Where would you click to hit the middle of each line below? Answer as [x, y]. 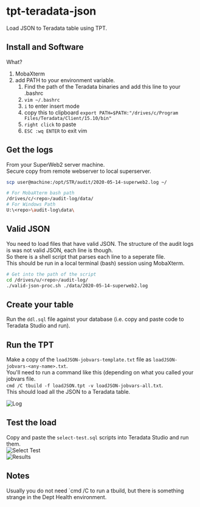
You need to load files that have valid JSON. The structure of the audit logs [100, 243]
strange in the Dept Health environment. [57, 497]
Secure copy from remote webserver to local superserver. [79, 171]
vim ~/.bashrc [42, 100]
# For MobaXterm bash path [40, 193]
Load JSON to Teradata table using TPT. [57, 28]
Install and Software [45, 47]
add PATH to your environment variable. [65, 80]
